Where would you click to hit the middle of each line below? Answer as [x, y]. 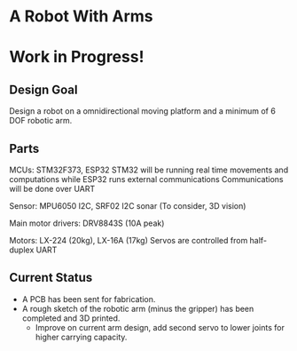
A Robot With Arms [81, 16]
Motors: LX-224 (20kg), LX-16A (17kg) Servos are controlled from [129, 240]
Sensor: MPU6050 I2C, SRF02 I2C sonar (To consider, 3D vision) [128, 206]
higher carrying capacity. [81, 337]
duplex [22, 250]
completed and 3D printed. [71, 318]
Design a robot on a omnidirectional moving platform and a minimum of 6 [143, 111]
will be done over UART [52, 189]
